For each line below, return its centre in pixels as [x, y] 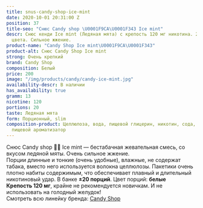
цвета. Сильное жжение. [41, 40]
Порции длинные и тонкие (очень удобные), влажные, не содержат [94, 160]
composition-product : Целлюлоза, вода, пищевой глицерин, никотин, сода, [101, 125]
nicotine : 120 [24, 102]
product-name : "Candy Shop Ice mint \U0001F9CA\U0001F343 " [81, 46]
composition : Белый [31, 68]
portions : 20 [23, 107]
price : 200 [20, 74]
